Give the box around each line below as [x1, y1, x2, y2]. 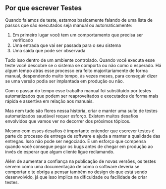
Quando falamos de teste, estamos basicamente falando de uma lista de [5, 17, 153, 23]
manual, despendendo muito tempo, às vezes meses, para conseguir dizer [5, 73, 158, 78]
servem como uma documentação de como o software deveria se [5, 163, 140, 169]
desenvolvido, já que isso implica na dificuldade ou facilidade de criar [5, 174, 148, 180]
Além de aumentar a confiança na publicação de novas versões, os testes [5, 158, 156, 164]
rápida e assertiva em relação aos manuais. [5, 98, 94, 104]
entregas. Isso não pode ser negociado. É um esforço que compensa [5, 138, 146, 144]
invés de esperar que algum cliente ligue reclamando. [5, 149, 115, 154]
